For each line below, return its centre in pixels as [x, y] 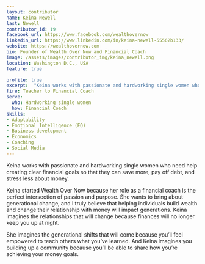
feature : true [24, 69]
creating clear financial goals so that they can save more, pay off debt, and [101, 172]
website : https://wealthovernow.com [53, 46]
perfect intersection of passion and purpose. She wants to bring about [95, 197]
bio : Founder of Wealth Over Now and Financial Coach [76, 52]
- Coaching [20, 142]
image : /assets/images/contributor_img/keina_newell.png [80, 57]
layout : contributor [33, 12]
